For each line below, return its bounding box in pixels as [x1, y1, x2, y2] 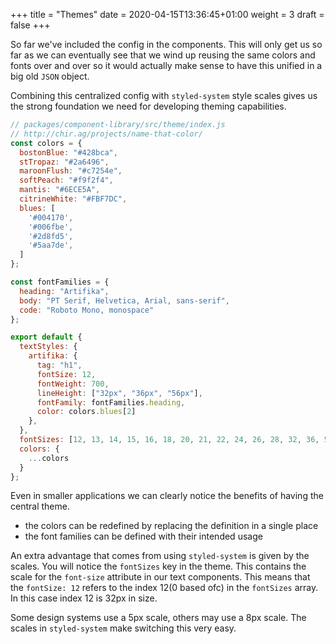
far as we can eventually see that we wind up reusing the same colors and [10, 49, 316, 61]
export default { [10, 332, 83, 343]
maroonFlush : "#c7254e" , [19, 166, 123, 176]
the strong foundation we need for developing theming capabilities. [10, 100, 287, 112]
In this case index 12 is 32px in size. [10, 592, 158, 604]
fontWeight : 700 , [36, 379, 110, 389]
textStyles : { [19, 342, 78, 352]
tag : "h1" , [36, 360, 83, 370]
